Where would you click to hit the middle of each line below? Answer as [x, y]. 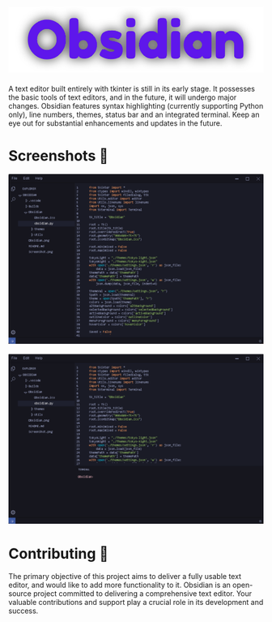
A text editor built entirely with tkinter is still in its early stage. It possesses [132, 88]
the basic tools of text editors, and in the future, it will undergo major [123, 97]
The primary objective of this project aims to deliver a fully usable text [125, 576]
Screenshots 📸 [59, 155]
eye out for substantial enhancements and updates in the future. [115, 123]
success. [23, 611]
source [20, 593]
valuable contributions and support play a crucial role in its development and [136, 602]
